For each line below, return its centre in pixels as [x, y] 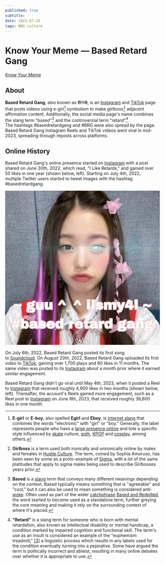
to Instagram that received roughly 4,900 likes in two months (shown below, [82, 388]
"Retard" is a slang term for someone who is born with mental [75, 520]
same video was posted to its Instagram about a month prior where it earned [82, 368]
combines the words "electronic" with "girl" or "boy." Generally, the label [85, 423]
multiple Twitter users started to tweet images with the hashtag [69, 179]
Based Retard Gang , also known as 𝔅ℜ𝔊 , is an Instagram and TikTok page [80, 102]
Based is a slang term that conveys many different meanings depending [85, 479]
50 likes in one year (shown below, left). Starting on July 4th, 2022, [73, 173]
